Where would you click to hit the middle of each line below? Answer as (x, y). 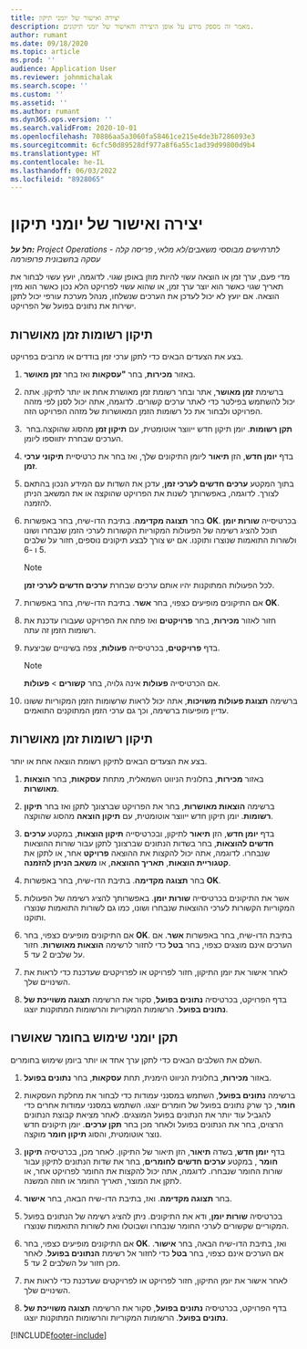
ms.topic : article (45, 52)
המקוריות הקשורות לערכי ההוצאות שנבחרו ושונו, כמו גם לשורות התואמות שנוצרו (159, 908)
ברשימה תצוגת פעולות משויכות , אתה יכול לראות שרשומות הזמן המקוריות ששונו (161, 700)
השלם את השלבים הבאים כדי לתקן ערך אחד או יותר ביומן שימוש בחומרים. (136, 1060)
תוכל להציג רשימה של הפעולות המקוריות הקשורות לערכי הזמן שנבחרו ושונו (150, 530)
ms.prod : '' (33, 60)
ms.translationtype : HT (56, 153)
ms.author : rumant (45, 111)
